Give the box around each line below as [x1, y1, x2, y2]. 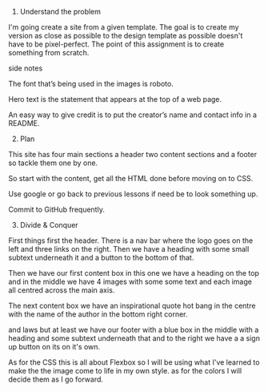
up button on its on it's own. [8, 342, 101, 351]
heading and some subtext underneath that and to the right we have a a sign [8, 333, 260, 343]
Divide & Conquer [19, 220, 78, 229]
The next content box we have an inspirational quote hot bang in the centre [8, 301, 256, 310]
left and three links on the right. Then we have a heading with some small [8, 244, 250, 253]
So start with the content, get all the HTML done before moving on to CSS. [8, 174, 254, 183]
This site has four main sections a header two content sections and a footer [8, 150, 258, 159]
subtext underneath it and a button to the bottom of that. [8, 253, 194, 262]
